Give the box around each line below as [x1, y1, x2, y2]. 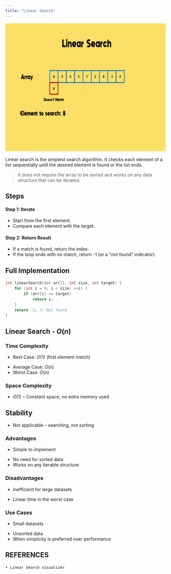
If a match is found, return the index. [12, 246, 89, 252]
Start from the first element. [12, 217, 71, 224]
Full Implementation [5, 266, 70, 275]
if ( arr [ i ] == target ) [23, 291, 72, 296]
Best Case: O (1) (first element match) [12, 354, 91, 360]
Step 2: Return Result [5, 234, 51, 240]
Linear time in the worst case [12, 496, 74, 502]
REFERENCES [5, 550, 49, 560]
